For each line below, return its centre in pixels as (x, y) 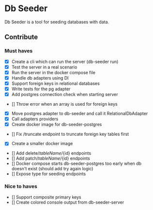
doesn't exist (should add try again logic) (52, 169)
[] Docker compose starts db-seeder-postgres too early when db (76, 163)
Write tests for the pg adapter (41, 89)
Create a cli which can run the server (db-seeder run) (65, 62)
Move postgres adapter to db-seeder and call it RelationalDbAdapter (80, 113)
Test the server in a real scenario (44, 67)
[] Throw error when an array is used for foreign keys (64, 104)
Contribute (21, 37)
